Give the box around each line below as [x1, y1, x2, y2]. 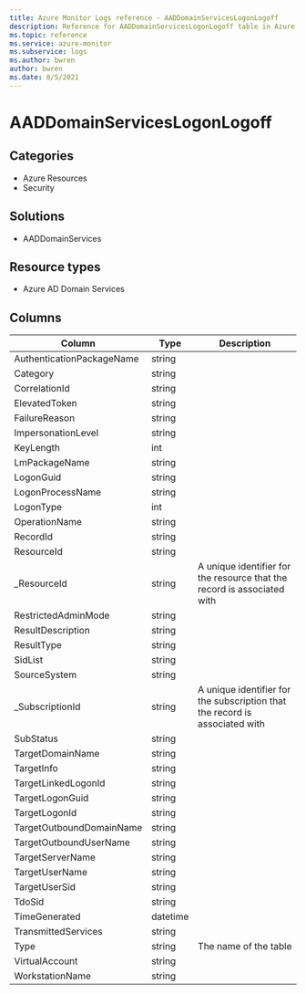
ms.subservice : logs [9, 47, 88, 57]
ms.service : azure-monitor [9, 38, 112, 48]
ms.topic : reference [9, 30, 88, 39]
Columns [9, 309, 62, 325]
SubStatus [14, 732, 59, 745]
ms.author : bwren [9, 56, 76, 65]
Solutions [9, 209, 66, 225]
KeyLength [14, 442, 61, 455]
